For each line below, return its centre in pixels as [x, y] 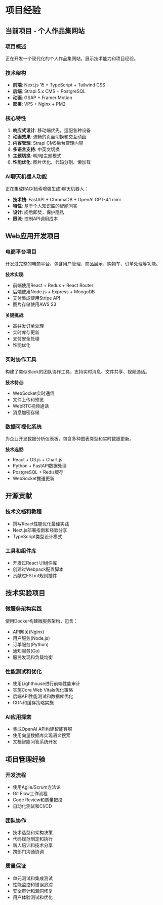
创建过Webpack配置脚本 [38, 569]
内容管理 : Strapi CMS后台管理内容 [48, 143]
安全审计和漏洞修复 [33, 891]
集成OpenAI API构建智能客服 [42, 729]
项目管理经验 [25, 759]
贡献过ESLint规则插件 [35, 576]
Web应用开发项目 [33, 236]
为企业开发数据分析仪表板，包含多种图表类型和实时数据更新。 [70, 439]
